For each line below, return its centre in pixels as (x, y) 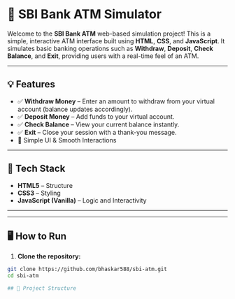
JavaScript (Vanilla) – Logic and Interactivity (82, 200)
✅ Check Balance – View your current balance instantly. (98, 124)
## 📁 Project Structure (42, 289)
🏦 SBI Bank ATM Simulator (85, 14)
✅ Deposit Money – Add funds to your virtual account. (96, 116)
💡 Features (31, 84)
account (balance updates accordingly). (75, 109)
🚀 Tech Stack (36, 169)
